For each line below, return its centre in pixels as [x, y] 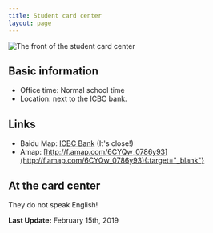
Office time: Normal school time [72, 90]
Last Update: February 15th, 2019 [64, 220]
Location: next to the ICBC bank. [73, 99]
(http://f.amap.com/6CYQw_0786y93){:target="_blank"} [112, 160]
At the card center [54, 185]
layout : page [30, 23]
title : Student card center [55, 16]
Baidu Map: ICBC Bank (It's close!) [76, 143]
